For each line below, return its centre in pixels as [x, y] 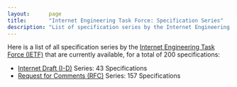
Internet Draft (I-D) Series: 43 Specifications [82, 69]
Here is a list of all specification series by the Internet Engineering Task [111, 47]
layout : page [34, 14]
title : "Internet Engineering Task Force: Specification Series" [115, 21]
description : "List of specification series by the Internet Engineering [119, 27]
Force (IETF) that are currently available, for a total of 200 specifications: [114, 54]
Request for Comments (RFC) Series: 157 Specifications [99, 76]
